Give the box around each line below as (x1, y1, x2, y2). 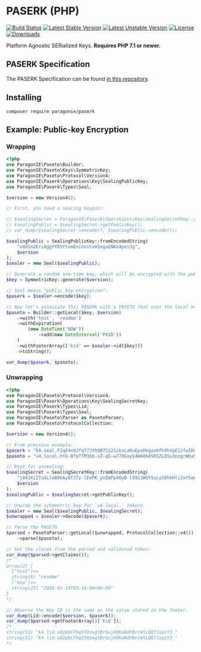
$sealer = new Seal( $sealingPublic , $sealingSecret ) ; (6, 508, 144, 514)
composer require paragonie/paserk (6, 108, 95, 114)
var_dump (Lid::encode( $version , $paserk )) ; (6, 613, 117, 619)
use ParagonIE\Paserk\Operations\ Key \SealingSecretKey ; (6, 398, 148, 404)
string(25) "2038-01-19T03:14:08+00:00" (11, 585, 114, 592)
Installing (6, 93, 42, 103)
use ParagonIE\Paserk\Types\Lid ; (6, 404, 90, 410)
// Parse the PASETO (6, 525, 58, 531)
